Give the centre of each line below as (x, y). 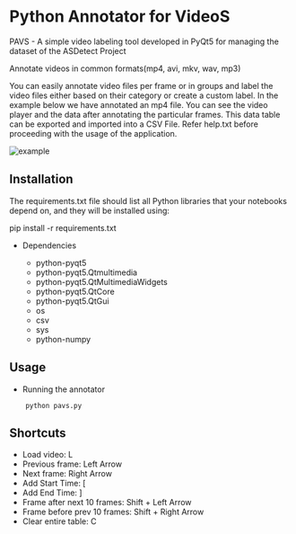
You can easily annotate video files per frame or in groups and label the (141, 85)
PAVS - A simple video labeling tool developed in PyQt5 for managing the (144, 41)
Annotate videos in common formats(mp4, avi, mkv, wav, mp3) (125, 68)
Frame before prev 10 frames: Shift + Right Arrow (113, 512)
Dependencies (49, 245)
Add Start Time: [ (54, 484)
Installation (41, 179)
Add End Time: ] (52, 493)
